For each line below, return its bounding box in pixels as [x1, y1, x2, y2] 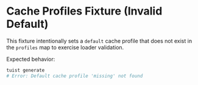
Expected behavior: [6, 55, 55, 63]
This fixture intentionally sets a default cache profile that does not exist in [6, 37, 193, 44]
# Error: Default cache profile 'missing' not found [6, 73, 143, 79]
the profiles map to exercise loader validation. [6, 44, 124, 51]
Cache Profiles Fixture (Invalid [6, 4, 163, 18]
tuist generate [6, 67, 45, 73]
